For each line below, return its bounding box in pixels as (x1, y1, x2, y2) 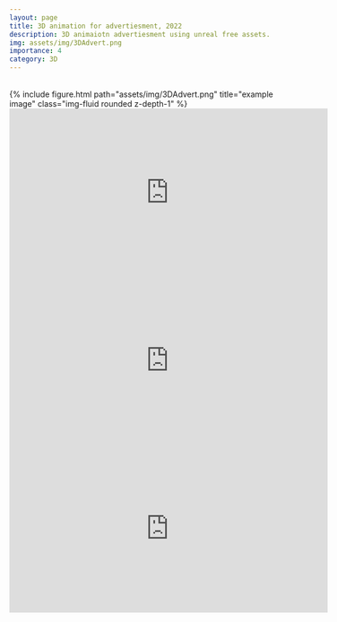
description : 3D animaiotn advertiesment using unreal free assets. (9, 30, 271, 39)
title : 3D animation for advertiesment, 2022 (9, 22, 182, 30)
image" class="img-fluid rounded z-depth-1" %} (9, 99, 188, 108)
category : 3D (9, 55, 58, 64)
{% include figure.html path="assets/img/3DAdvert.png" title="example (9, 89, 273, 99)
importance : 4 (9, 47, 63, 56)
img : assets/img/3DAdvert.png (9, 38, 123, 48)
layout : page (9, 13, 58, 22)
